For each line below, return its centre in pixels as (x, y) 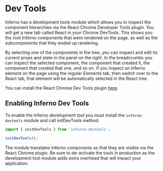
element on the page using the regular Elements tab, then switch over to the (81, 73)
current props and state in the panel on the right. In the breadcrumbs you (79, 57)
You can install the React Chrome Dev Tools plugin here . (62, 88)
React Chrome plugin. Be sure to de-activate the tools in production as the (80, 153)
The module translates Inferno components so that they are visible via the (79, 147)
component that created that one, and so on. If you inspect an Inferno (75, 68)
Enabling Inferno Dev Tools (47, 103)
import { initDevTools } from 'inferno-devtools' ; (58, 129)
